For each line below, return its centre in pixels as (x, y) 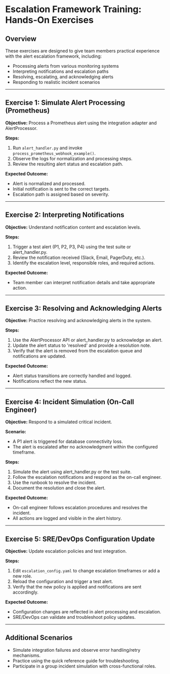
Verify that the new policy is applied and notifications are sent (77, 587)
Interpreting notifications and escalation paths (60, 71)
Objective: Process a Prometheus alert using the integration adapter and (81, 123)
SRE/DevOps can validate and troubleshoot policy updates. (74, 617)
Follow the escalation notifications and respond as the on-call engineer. (87, 477)
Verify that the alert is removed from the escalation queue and (77, 351)
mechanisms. (27, 655)
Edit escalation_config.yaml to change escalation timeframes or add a (86, 571)
